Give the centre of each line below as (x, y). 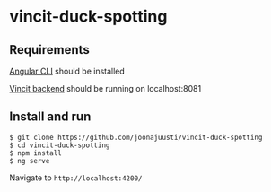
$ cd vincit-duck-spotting (60, 145)
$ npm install (36, 153)
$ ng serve (30, 161)
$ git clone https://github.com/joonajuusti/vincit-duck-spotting (136, 137)
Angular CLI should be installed (67, 71)
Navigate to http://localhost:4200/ (76, 178)
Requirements (49, 50)
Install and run (50, 117)
